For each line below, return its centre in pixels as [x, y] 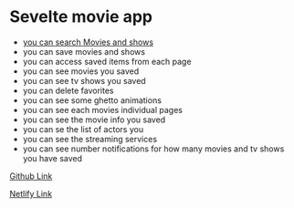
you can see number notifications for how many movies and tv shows [153, 149]
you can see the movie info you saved [94, 120]
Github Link [31, 176]
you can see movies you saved [81, 71]
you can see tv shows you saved [84, 80]
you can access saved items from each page [107, 61]
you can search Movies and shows [88, 42]
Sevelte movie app [81, 17]
